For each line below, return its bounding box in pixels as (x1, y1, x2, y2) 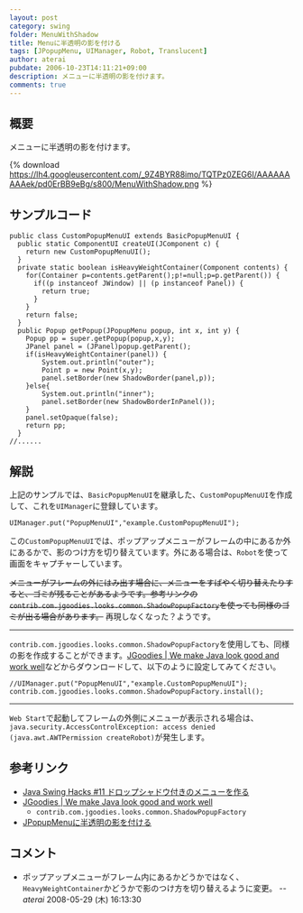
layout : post (9, 13, 59, 23)
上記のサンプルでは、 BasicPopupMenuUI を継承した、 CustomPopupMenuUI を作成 (9, 489, 293, 501)
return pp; (25, 421, 67, 430)
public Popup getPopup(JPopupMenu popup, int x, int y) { (17, 327, 241, 336)
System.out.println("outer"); (41, 358, 155, 367)
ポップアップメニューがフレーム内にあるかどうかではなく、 (22, 871, 244, 882)
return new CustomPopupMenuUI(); (25, 247, 151, 257)
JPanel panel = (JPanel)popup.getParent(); (25, 342, 192, 352)
